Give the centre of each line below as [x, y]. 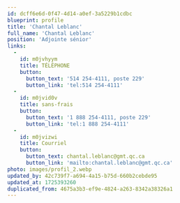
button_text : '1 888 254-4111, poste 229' [88, 117]
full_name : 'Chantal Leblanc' [51, 33]
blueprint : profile [36, 20]
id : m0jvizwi [39, 137]
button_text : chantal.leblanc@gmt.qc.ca [85, 157]
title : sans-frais [46, 105]
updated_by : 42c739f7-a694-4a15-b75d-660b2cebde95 [82, 176]
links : [17, 46]
